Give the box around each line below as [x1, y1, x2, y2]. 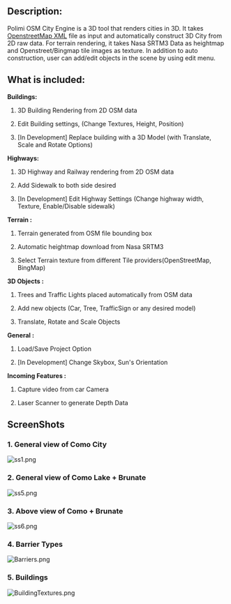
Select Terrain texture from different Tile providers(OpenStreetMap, [17, 256, 211, 264]
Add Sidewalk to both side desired [17, 181, 117, 189]
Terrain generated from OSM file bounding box [17, 229, 152, 237]
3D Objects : [7, 277, 44, 285]
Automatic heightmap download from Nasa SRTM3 [17, 242, 164, 250]
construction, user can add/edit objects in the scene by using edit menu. [7, 54, 216, 62]
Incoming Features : [7, 371, 66, 379]
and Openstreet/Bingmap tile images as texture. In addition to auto [7, 46, 198, 54]
